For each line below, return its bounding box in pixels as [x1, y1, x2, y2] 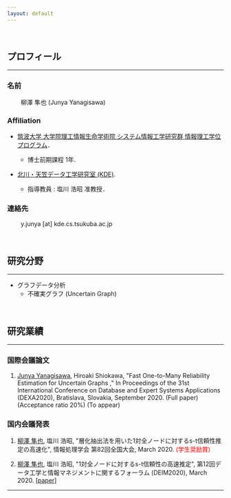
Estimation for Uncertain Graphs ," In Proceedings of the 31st [16, 379, 190, 387]
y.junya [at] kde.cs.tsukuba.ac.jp [20, 220, 113, 228]
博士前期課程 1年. [27, 156, 76, 164]
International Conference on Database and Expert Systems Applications [16, 386, 221, 395]
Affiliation [7, 115, 41, 125]
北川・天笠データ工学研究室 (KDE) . [16, 170, 115, 179]
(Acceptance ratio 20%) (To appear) [16, 401, 120, 409]
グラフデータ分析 [16, 281, 66, 290]
